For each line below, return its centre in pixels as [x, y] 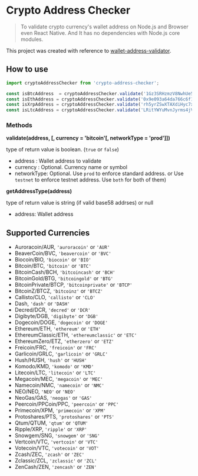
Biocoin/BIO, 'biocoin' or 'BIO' [53, 260]
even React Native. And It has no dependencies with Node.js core [100, 33]
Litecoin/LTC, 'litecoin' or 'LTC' [55, 373]
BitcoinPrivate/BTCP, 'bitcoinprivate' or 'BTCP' [73, 285]
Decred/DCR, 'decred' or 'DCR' [52, 310]
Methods [19, 125]
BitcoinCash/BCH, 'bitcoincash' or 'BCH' [65, 272]
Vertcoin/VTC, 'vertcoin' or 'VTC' [56, 442]
